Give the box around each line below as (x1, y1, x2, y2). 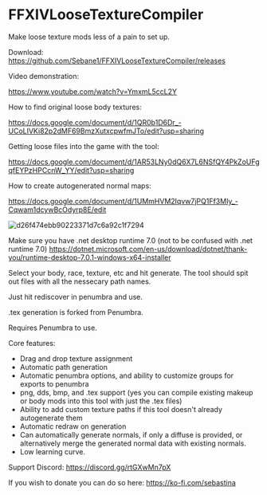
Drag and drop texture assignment (19, 353, 133, 363)
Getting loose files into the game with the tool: (8, 141, 159, 151)
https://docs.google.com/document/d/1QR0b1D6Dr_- (8, 117, 182, 127)
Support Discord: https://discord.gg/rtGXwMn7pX (8, 462, 171, 472)
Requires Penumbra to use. (8, 323, 97, 332)
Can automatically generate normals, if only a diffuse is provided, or (19, 430, 243, 439)
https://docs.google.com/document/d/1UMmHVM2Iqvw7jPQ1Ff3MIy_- (8, 196, 239, 206)
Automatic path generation (19, 362, 108, 371)
